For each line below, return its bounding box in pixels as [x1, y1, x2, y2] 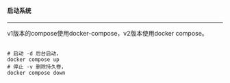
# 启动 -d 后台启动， [7, 50, 62, 58]
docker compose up [7, 56, 60, 63]
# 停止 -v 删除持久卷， [7, 64, 67, 71]
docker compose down [7, 69, 66, 77]
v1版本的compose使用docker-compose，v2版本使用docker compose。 [7, 29, 208, 38]
